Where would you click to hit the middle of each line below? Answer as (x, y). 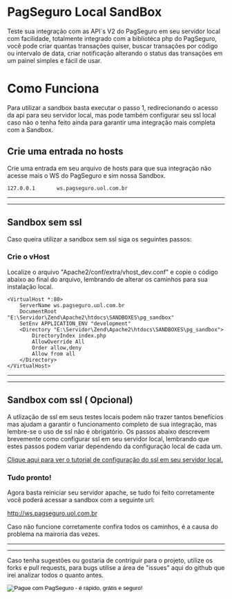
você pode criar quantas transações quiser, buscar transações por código (113, 46)
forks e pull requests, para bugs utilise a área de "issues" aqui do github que (116, 567)
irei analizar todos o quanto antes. (55, 575)
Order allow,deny (57, 348)
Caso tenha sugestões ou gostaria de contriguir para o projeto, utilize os (110, 560)
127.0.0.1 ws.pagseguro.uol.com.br (68, 188)
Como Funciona (53, 89)
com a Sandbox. (30, 129)
